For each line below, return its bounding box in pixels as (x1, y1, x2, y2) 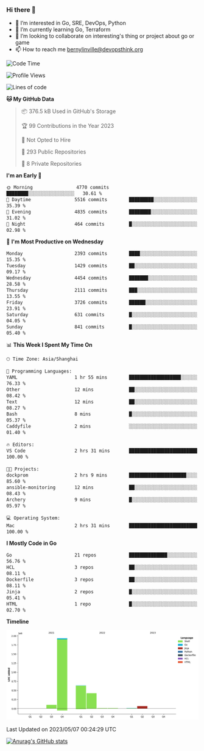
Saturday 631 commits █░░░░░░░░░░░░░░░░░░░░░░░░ (6, 312, 198, 318)
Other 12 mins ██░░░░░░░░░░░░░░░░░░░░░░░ (6, 387, 198, 393)
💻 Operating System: (6, 515, 61, 522)
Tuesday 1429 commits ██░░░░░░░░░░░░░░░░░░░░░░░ (6, 263, 198, 269)
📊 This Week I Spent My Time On (6, 341, 93, 349)
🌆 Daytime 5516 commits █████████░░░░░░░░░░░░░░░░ (6, 197, 198, 203)
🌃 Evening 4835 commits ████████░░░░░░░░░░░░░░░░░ (6, 209, 198, 215)
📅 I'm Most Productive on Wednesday (6, 238, 104, 245)
